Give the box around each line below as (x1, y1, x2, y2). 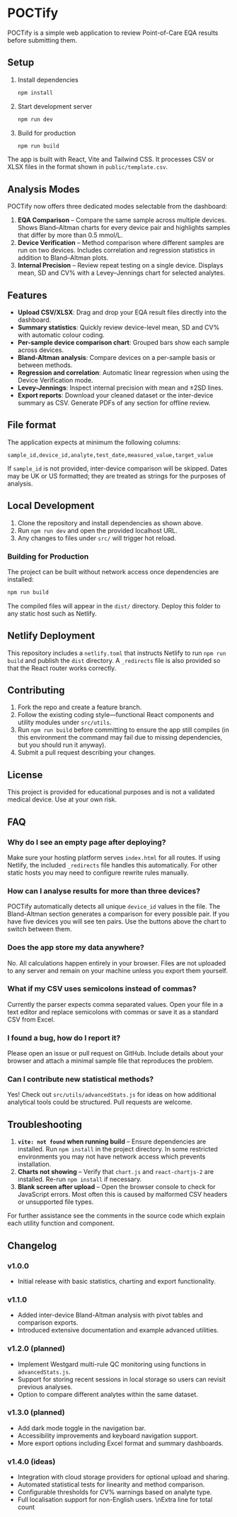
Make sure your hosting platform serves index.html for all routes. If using (7, 853, 221, 862)
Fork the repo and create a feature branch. (17, 703, 142, 711)
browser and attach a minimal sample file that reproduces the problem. (7, 1056, 214, 1066)
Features (7, 289, 47, 301)
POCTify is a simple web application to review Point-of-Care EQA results (7, 28, 219, 37)
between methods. (17, 361, 73, 369)
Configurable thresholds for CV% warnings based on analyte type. (17, 1488, 212, 1496)
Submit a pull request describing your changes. (17, 748, 156, 757)
